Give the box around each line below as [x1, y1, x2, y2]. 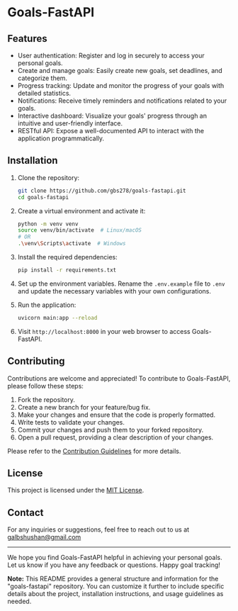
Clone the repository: [17, 173, 80, 181]
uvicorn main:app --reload [17, 314, 98, 321]
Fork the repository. [17, 395, 76, 404]
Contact [7, 506, 44, 518]
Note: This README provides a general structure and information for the [7, 575, 219, 583]
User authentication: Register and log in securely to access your [17, 51, 205, 60]
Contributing [7, 355, 65, 367]
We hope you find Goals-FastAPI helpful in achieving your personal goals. [7, 554, 222, 562]
